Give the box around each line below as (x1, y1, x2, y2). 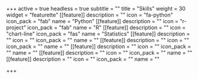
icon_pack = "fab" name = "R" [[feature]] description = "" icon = (27, 24, 186, 31)
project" (6, 24, 26, 31)
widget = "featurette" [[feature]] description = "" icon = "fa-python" (6, 11, 173, 18)
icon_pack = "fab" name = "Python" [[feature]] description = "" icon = (6, 18, 179, 24)
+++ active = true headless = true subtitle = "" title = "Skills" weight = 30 (6, 5, 186, 12)
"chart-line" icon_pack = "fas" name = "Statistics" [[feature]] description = (6, 30, 190, 37)
